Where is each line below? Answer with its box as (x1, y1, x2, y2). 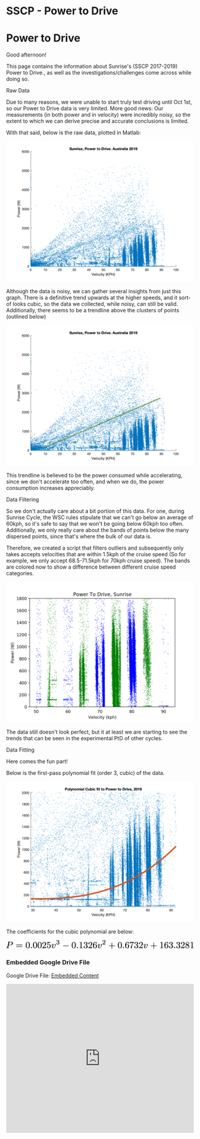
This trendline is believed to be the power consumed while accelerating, (6, 472, 183, 479)
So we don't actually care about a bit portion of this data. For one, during (6, 508, 185, 515)
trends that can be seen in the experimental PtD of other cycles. (6, 735, 163, 742)
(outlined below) (6, 313, 46, 320)
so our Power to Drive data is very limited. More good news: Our (6, 105, 164, 112)
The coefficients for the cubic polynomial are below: (6, 928, 134, 935)
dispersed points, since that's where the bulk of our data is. (6, 533, 152, 540)
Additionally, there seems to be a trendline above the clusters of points (6, 307, 180, 314)
